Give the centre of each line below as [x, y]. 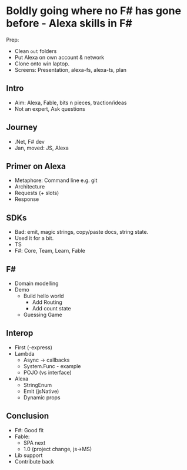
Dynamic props [42, 397]
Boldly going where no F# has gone [93, 11]
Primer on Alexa [36, 166]
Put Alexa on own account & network [59, 57]
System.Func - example [52, 366]
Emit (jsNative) [41, 391]
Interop [20, 333]
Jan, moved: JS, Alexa [41, 148]
